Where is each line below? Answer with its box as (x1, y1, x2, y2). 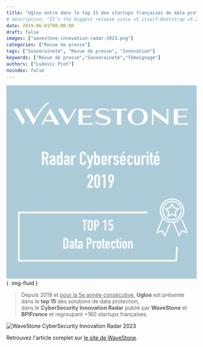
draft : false (6, 29, 39, 35)
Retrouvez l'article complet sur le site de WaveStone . (6, 334, 138, 341)
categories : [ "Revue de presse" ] (6, 42, 91, 48)
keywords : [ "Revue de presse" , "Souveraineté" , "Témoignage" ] (6, 55, 161, 61)
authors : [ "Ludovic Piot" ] (6, 61, 74, 67)
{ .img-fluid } (6, 279, 38, 286)
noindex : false (6, 67, 45, 73)
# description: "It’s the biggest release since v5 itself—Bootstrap (6, 16, 185, 22)
